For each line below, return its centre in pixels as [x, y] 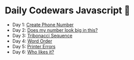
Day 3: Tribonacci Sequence [42, 35]
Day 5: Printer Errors [34, 46]
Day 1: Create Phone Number [43, 25]
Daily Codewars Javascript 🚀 [68, 11]
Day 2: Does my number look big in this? [55, 30]
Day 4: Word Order [32, 41]
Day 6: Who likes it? [33, 52]
